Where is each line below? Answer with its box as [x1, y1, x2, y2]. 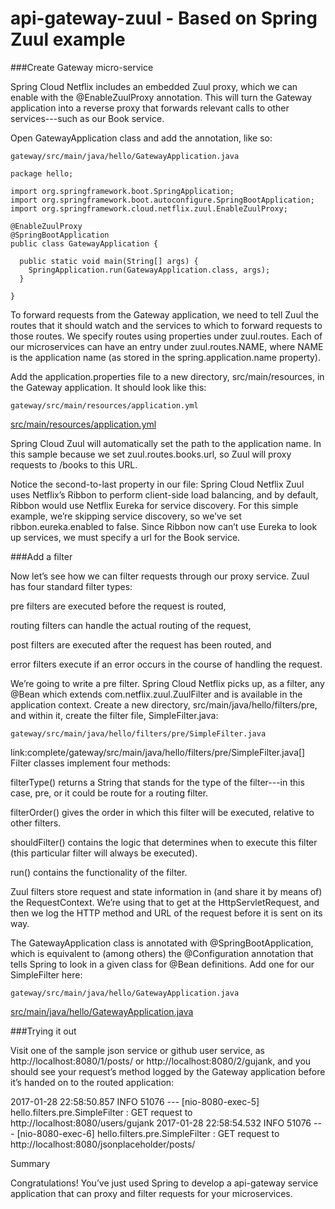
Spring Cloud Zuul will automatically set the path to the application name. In [10, 437, 322, 449]
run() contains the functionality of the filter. [10, 866, 188, 878]
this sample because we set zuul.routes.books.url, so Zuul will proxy [10, 448, 292, 460]
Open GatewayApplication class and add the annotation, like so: [10, 132, 273, 144]
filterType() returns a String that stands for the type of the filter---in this [10, 776, 305, 788]
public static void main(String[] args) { [19, 256, 199, 266]
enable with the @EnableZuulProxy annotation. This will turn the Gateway [10, 91, 313, 103]
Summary [10, 1157, 51, 1169]
